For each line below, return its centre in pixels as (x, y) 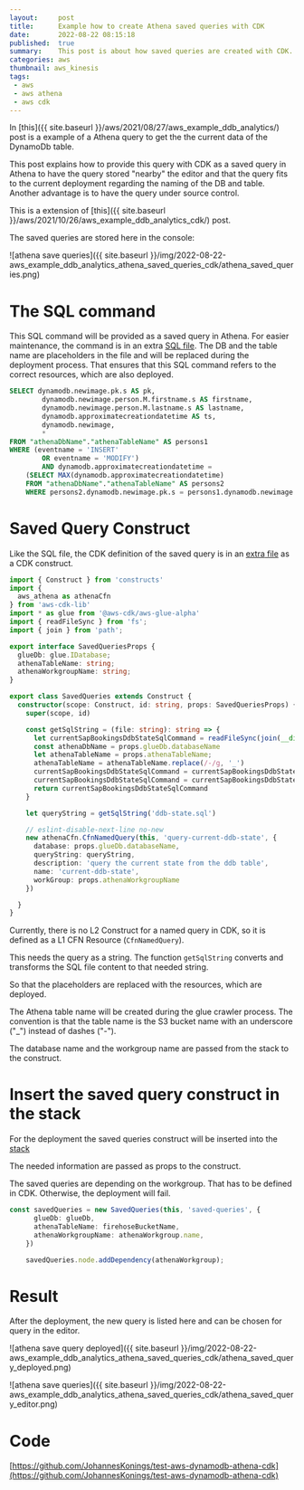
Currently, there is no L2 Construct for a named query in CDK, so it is (138, 930)
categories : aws (40, 60)
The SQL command (83, 311)
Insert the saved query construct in (145, 1095)
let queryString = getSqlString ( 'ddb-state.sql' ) (121, 813)
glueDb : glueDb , (64, 1219)
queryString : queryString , (84, 855)
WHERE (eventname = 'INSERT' (64, 450)
